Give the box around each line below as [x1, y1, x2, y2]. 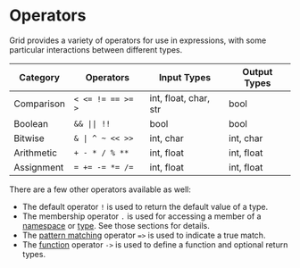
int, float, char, [149, 91, 210, 104]
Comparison [13, 97, 65, 110]
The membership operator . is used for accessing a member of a [21, 211, 262, 222]
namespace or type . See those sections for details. [21, 220, 210, 230]
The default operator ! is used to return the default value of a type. [21, 201, 269, 212]
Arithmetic [13, 147, 58, 159]
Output [242, 65, 273, 78]
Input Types [159, 71, 212, 83]
